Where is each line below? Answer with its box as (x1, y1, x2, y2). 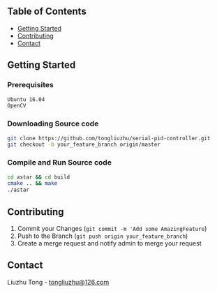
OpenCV (7, 103, 27, 110)
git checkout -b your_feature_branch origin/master (7, 141, 160, 149)
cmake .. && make (7, 180, 58, 187)
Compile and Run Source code (7, 158, 112, 167)
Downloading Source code (7, 119, 99, 128)
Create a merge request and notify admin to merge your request (17, 239, 202, 248)
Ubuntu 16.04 (7, 96, 45, 103)
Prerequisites (7, 80, 54, 90)
